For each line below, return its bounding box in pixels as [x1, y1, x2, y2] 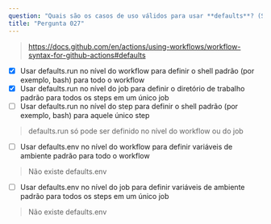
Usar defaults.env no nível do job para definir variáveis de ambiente [19, 182, 245, 192]
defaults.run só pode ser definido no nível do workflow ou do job [27, 126, 244, 136]
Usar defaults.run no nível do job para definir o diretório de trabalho [19, 83, 245, 93]
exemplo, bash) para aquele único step [19, 110, 150, 120]
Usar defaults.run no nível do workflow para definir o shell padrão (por [19, 66, 255, 75]
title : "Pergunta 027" [8, 19, 85, 27]
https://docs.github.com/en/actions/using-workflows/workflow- [27, 41, 241, 51]
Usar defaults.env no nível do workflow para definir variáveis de [19, 142, 233, 151]
